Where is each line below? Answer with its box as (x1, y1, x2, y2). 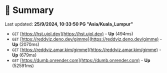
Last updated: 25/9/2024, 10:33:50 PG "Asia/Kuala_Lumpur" (4, 21, 133, 27)
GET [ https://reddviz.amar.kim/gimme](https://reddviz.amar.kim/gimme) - (11, 46, 161, 52)
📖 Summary (4, 4, 54, 16)
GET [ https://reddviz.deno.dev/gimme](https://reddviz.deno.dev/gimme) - (11, 36, 162, 42)
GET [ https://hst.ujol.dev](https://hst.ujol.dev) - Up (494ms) (11, 30, 133, 36)
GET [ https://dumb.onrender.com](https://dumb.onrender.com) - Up (11, 57, 150, 63)
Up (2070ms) (11, 41, 39, 47)
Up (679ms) (11, 52, 37, 58)
